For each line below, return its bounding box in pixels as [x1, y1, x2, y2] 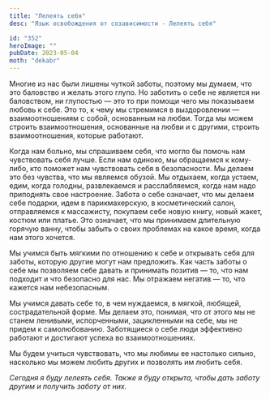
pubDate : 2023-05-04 [9, 49, 79, 58]
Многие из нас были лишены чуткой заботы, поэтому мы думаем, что [9, 79, 252, 88]
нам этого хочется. [9, 233, 75, 242]
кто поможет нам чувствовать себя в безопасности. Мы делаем [30, 164, 254, 173]
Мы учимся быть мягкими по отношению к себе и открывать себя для [9, 248, 255, 258]
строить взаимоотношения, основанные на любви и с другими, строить [9, 122, 260, 131]
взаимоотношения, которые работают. [9, 131, 144, 140]
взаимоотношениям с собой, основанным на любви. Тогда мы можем [9, 114, 254, 122]
